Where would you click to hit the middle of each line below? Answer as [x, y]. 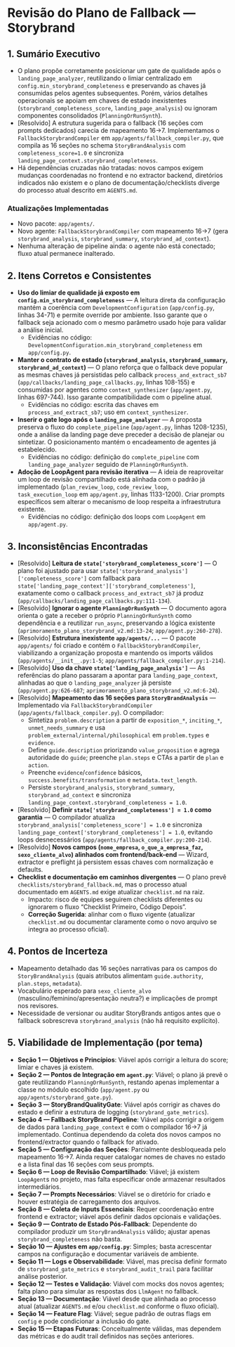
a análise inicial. [40, 330]
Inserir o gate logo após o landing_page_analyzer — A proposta [109, 420]
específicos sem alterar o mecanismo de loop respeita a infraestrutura [119, 502]
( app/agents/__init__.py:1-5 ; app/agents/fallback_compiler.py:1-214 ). [121, 660]
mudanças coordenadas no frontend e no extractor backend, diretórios [120, 175]
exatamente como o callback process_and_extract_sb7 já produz [110, 593]
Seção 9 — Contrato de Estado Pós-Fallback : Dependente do [107, 1224]
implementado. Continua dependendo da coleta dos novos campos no [119, 1134]
